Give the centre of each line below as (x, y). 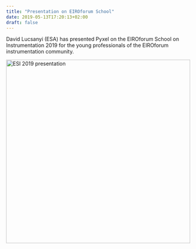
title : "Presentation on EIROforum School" (60, 11)
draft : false (22, 22)
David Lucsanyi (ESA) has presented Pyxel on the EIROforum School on (93, 39)
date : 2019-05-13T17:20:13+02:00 (47, 17)
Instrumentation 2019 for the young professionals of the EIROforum (87, 45)
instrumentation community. (40, 52)
